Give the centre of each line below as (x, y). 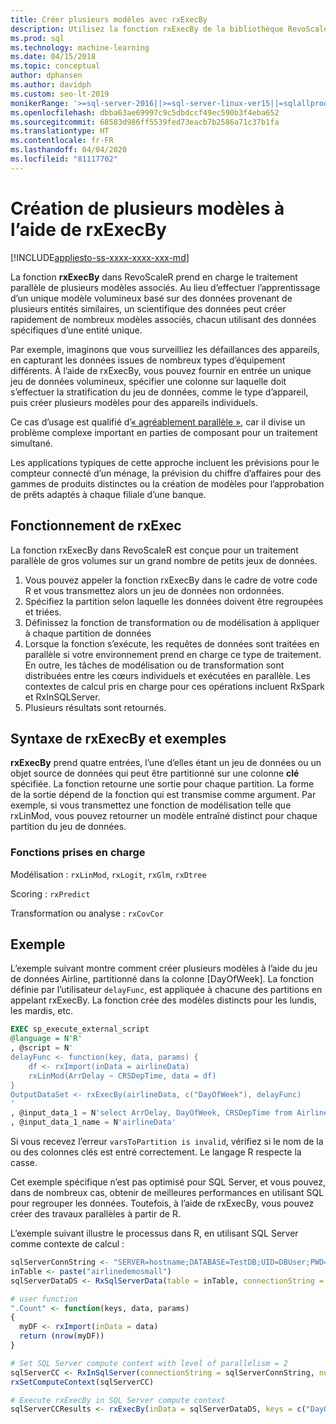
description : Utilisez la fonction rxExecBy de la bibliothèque (147, 29)
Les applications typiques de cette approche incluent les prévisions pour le (165, 462)
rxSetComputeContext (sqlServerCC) (82, 1382)
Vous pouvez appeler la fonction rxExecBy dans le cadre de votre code (171, 580)
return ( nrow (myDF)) (62, 1336)
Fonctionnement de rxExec (96, 526)
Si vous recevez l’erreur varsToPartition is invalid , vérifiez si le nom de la (167, 1142)
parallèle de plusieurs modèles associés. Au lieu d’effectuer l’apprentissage (165, 287)
